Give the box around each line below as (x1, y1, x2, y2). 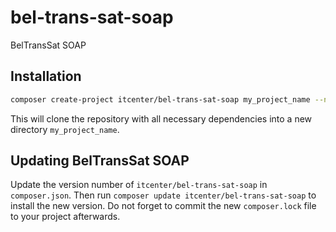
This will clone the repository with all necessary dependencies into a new (10, 112, 313, 125)
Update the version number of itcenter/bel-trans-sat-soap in (10, 179, 268, 191)
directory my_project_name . (10, 123, 120, 135)
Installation (10, 68, 82, 85)
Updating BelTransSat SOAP (10, 152, 190, 170)
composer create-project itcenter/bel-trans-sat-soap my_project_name (10, 94, 311, 105)
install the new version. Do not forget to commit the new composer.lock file (10, 200, 317, 212)
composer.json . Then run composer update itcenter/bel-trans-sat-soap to (10, 189, 317, 201)
